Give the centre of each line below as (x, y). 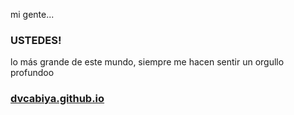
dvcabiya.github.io (57, 99)
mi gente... (32, 14)
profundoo (32, 73)
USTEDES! (36, 40)
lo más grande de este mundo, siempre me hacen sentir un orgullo (147, 62)
